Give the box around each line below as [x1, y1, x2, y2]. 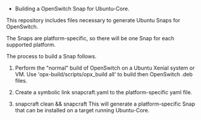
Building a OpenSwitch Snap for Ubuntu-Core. [14, 5, 129, 12]
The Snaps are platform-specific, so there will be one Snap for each [6, 35, 175, 41]
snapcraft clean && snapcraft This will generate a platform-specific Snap [14, 100, 196, 107]
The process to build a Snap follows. [6, 53, 97, 59]
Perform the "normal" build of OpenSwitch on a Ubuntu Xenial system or [14, 64, 195, 71]
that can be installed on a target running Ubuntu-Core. [14, 107, 150, 113]
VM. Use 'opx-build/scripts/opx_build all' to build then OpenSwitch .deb [14, 71, 193, 77]
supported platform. [6, 41, 56, 48]
